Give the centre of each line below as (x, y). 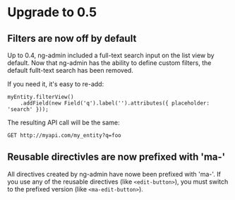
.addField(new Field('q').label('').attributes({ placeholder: (115, 103)
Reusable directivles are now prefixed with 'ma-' (116, 157)
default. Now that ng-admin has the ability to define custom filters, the (109, 63)
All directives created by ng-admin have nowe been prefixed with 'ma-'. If (114, 174)
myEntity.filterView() (41, 97)
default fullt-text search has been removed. (71, 70)
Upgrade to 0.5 (52, 12)
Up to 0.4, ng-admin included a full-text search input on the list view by (111, 55)
